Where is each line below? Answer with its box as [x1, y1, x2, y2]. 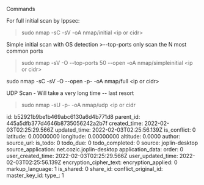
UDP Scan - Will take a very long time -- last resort [6, 89, 134, 97]
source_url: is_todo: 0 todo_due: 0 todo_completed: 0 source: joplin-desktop [6, 139, 199, 146]
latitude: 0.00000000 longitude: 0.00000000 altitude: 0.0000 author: [6, 133, 180, 140]
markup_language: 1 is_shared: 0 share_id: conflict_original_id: [6, 165, 163, 172]
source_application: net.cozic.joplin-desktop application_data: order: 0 [6, 146, 184, 153]
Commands [6, 6, 35, 12]
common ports [6, 47, 43, 55]
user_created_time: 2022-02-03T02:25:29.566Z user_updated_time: [6, 153, 178, 159]
